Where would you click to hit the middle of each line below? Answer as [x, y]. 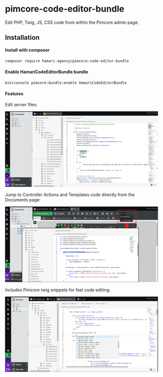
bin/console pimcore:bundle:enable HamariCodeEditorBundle [66, 83]
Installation [22, 38]
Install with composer [27, 50]
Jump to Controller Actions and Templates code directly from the [70, 195]
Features [14, 94]
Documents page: [23, 199]
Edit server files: [21, 104]
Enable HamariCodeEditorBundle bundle [47, 72]
